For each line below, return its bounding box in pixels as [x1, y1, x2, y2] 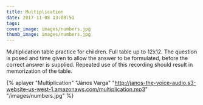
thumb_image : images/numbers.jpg [6, 32, 91, 38]
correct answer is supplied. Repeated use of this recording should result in [6, 61, 193, 69]
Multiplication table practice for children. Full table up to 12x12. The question [6, 48, 198, 55]
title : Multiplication [6, 8, 64, 15]
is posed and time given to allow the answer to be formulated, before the [6, 55, 188, 62]
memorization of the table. [6, 67, 73, 75]
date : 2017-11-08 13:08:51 [6, 15, 75, 21]
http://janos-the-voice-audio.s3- [114, 80, 196, 87]
